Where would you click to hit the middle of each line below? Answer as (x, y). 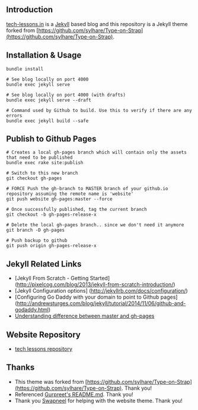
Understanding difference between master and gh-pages (84, 316)
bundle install (25, 69)
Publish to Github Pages (51, 139)
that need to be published (39, 158)
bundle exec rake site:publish (45, 163)
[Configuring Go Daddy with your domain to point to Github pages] (96, 297)
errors (14, 116)
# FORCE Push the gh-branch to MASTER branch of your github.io (87, 189)
